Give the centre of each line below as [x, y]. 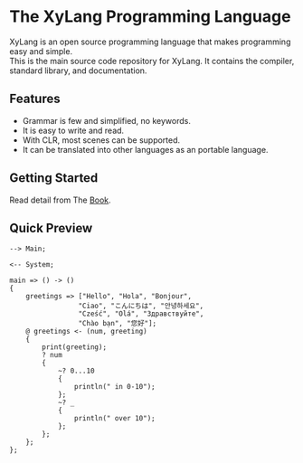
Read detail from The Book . [60, 200]
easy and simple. [41, 51]
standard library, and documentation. [78, 71]
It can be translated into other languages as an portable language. [145, 149]
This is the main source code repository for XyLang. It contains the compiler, [152, 61]
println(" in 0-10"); [114, 387]
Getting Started [54, 178]
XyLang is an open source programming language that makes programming [150, 42]
